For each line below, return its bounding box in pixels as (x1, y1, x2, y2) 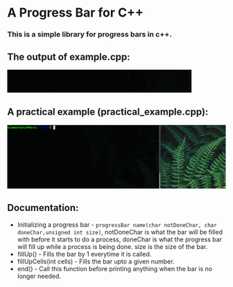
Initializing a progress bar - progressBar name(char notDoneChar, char (17, 220, 217, 229)
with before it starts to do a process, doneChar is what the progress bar (17, 235, 223, 243)
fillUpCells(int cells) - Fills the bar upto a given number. (17, 257, 175, 266)
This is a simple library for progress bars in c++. (7, 30, 172, 39)
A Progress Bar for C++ (7, 5, 144, 21)
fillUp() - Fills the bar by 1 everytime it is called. (17, 250, 152, 258)
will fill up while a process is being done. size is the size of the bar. (17, 242, 208, 250)
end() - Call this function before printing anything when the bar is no (17, 264, 213, 272)
